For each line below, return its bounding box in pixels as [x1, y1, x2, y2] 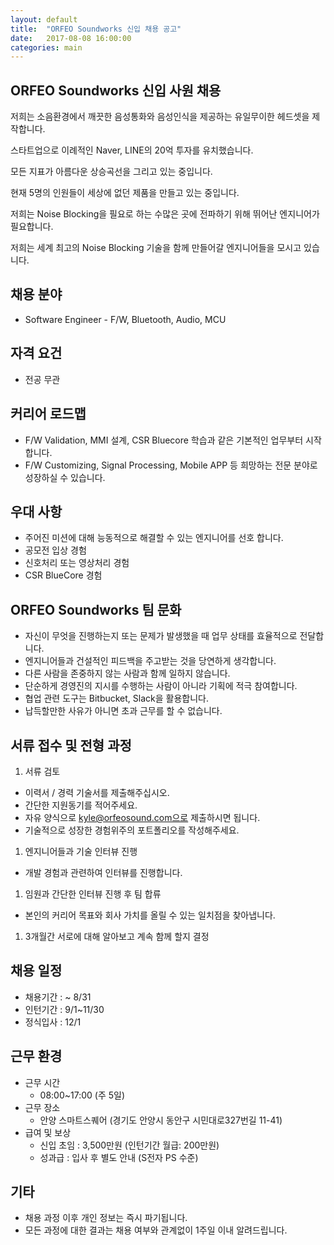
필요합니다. [10, 221, 54, 233]
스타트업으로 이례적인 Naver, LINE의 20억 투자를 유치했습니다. [10, 144, 254, 156]
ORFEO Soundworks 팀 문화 [10, 601, 182, 618]
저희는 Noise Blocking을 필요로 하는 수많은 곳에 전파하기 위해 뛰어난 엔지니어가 [10, 208, 320, 220]
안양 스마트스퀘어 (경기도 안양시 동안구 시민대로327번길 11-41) [39, 1114, 283, 1126]
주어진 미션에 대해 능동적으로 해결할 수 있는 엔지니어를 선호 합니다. [24, 532, 284, 544]
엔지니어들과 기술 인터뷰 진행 [24, 845, 138, 857]
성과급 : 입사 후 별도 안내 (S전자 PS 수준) [39, 1151, 199, 1163]
